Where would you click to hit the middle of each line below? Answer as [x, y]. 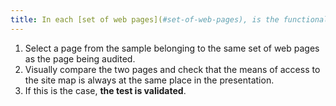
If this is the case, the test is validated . [105, 90]
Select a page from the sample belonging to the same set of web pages [172, 48]
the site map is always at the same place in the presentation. [149, 80]
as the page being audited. [80, 58]
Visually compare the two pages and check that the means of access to [172, 69]
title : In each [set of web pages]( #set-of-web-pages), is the [145, 19]
